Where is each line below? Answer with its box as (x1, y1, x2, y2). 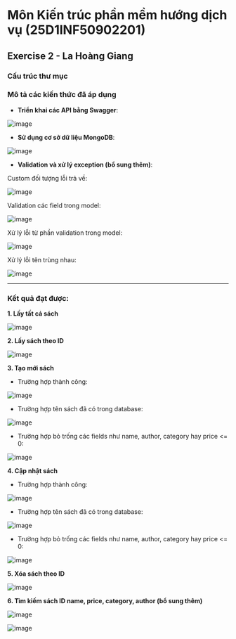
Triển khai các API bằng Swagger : (17, 105, 119, 114)
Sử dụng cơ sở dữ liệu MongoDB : (17, 133, 115, 141)
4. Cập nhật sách (7, 467, 58, 475)
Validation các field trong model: (7, 201, 101, 209)
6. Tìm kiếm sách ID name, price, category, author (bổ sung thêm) (7, 597, 203, 605)
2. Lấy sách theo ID (7, 337, 65, 345)
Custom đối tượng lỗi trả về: (7, 174, 88, 182)
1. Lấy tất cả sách (7, 309, 58, 318)
